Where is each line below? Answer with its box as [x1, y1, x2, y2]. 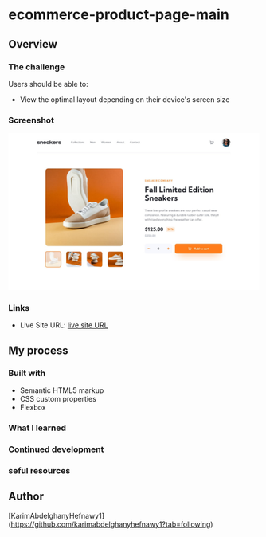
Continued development [8, 444, 104, 455]
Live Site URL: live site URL [19, 320, 109, 330]
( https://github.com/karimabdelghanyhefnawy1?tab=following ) [8, 519, 213, 529]
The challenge [8, 61, 65, 73]
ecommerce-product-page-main [8, 6, 229, 24]
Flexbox [19, 402, 46, 412]
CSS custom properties [19, 394, 97, 404]
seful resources [8, 464, 71, 476]
